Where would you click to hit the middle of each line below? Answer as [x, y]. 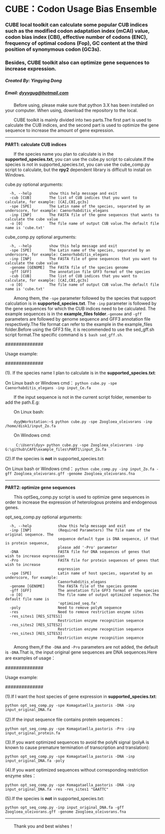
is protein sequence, [27, 543]
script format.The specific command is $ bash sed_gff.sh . [64, 335]
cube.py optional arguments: [34, 184]
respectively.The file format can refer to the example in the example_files [79, 325]
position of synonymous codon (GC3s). [53, 50]
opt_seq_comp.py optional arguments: [44, 517]
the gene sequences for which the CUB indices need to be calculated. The [81, 309]
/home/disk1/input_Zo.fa [30, 426]
